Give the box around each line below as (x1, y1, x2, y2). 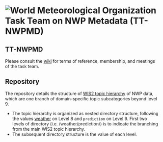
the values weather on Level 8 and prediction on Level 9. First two (12, 116, 147, 121)
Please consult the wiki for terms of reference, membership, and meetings (5, 58, 156, 64)
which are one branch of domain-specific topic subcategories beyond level (5, 95, 157, 101)
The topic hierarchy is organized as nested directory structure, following (12, 110, 159, 116)
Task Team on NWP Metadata (5, 15, 128, 26)
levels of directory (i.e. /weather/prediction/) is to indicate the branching (12, 120, 158, 127)
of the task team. (5, 64, 39, 69)
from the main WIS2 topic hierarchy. (12, 126, 85, 132)
